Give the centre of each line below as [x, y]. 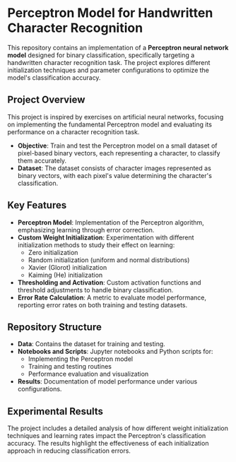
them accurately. [42, 160]
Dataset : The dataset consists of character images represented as [114, 168]
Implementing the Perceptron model [80, 359]
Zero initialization [53, 252]
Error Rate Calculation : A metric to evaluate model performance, [112, 297]
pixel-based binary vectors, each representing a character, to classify [119, 153]
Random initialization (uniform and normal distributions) [109, 260]
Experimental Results [55, 411]
